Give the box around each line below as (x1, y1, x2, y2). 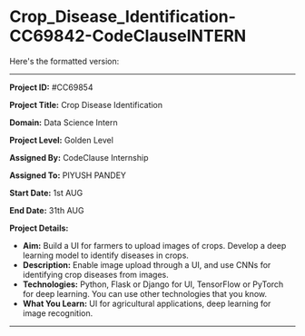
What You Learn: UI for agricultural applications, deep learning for (22, 298, 271, 309)
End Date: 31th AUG (9, 204, 84, 215)
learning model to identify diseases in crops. (22, 250, 189, 261)
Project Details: (9, 222, 69, 233)
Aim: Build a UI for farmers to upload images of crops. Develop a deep (22, 240, 287, 251)
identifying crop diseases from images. (22, 269, 170, 280)
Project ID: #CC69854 (9, 82, 93, 93)
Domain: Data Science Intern (9, 116, 118, 128)
